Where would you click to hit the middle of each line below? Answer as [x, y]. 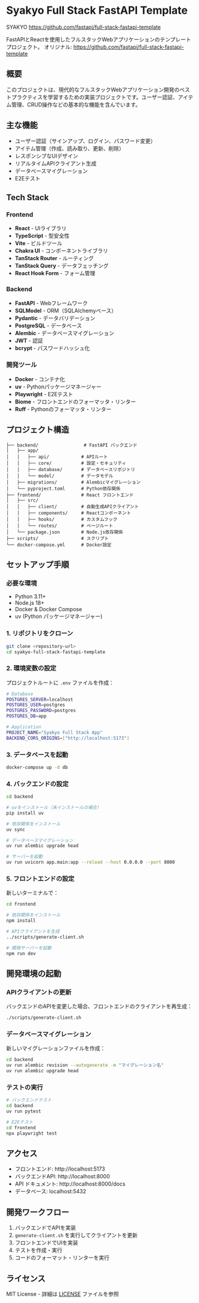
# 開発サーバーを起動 [29, 948]
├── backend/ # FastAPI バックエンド [72, 445]
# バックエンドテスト [29, 1100]
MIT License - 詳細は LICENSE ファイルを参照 [63, 1294]
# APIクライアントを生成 [33, 931]
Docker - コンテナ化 [40, 379]
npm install [21, 921]
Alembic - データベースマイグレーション [65, 333]
